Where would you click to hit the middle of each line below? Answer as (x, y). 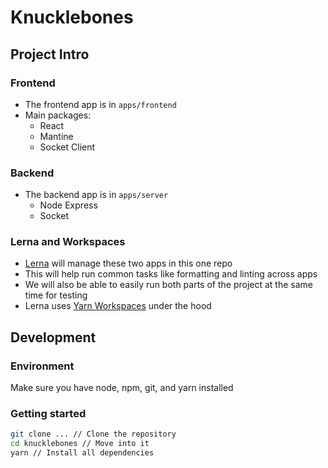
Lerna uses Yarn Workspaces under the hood (118, 306)
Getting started (48, 414)
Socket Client (67, 147)
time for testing (56, 295)
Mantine (56, 136)
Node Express (68, 205)
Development (53, 337)
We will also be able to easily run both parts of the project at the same (169, 285)
